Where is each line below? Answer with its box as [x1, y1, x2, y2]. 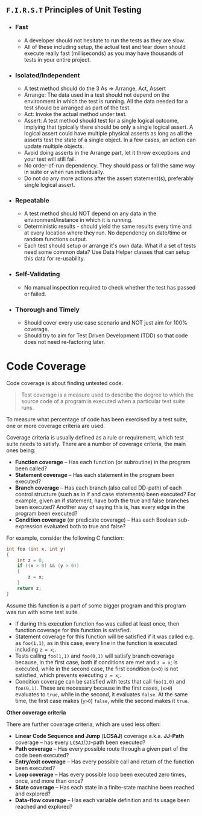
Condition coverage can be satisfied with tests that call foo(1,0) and [14, 678, 186, 685]
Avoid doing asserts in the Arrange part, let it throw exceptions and [24, 149, 191, 156]
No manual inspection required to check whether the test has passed [24, 283, 196, 291]
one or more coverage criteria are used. [6, 422, 106, 429]
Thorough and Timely [14, 305, 80, 314]
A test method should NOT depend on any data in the [24, 210, 157, 217]
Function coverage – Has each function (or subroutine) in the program [14, 458, 191, 465]
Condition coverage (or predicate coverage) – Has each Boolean [14, 516, 177, 523]
